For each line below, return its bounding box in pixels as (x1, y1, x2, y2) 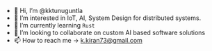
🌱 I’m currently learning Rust (13, 21, 95, 29)
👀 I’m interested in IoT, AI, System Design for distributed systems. (13, 14, 202, 22)
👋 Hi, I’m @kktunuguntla (13, 7, 83, 14)
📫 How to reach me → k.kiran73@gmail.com (13, 37, 142, 44)
